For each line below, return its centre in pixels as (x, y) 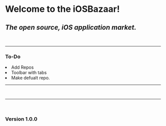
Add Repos (23, 67)
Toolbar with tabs (29, 73)
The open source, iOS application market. (71, 27)
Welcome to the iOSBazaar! (62, 9)
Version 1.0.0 (21, 119)
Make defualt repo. (31, 78)
